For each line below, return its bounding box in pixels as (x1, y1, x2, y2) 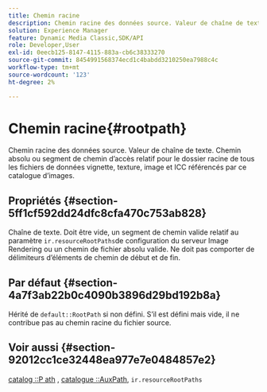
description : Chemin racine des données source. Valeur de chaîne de (8, 19, 244, 27)
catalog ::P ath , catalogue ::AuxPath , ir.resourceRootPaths (8, 375, 203, 384)
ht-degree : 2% (8, 78, 56, 86)
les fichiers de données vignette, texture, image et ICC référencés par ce (8, 162, 247, 172)
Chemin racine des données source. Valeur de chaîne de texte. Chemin (8, 146, 242, 155)
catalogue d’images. (8, 171, 75, 180)
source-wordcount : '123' (8, 71, 91, 79)
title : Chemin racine (8, 11, 80, 20)
